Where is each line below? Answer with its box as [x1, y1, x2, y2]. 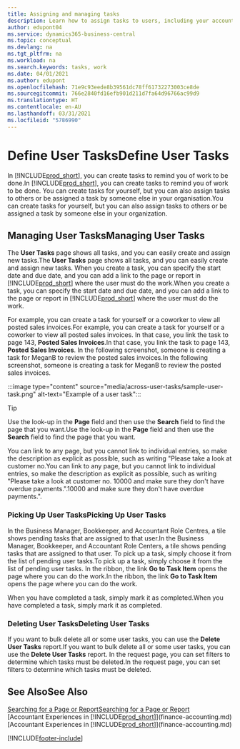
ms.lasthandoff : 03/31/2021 [7, 110, 91, 117]
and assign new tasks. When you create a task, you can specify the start [7, 263, 221, 272]
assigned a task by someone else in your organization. [7, 208, 168, 218]
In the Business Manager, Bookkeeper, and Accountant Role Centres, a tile [7, 526, 226, 535]
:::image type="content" [7, 383, 79, 391]
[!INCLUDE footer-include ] [7, 733, 84, 743]
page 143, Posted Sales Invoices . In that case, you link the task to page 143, [7, 338, 231, 347]
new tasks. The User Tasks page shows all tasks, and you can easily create [7, 256, 229, 265]
